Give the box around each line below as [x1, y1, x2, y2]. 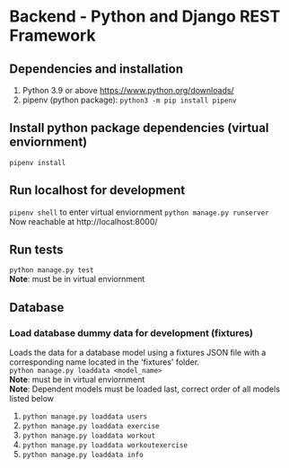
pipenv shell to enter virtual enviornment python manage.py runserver [9, 207, 269, 217]
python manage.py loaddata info [22, 451, 144, 460]
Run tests [9, 243, 64, 258]
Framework [9, 25, 96, 46]
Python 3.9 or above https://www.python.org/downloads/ [22, 85, 235, 95]
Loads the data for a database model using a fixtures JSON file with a [9, 348, 267, 358]
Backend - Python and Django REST [9, 6, 281, 27]
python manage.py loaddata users [22, 412, 148, 421]
